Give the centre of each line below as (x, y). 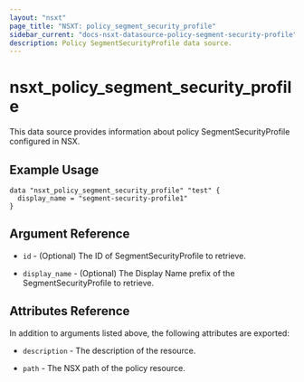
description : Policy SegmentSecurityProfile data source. (121, 43)
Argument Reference (70, 234)
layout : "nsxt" (38, 18)
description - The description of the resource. (109, 350)
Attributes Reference (70, 311)
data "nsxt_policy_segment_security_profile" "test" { (115, 191)
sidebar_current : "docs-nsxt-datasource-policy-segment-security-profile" (153, 34)
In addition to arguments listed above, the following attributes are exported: (149, 333)
